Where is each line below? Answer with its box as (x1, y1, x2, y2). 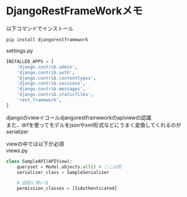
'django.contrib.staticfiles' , (17, 92, 94, 98)
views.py (6, 147, 28, 154)
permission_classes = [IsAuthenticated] (17, 186, 117, 192)
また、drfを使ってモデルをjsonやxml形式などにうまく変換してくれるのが (6, 121, 182, 128)
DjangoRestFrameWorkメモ (6, 4, 143, 18)
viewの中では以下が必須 (6, 140, 64, 147)
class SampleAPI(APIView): (6, 158, 73, 164)
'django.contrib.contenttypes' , (17, 75, 96, 81)
